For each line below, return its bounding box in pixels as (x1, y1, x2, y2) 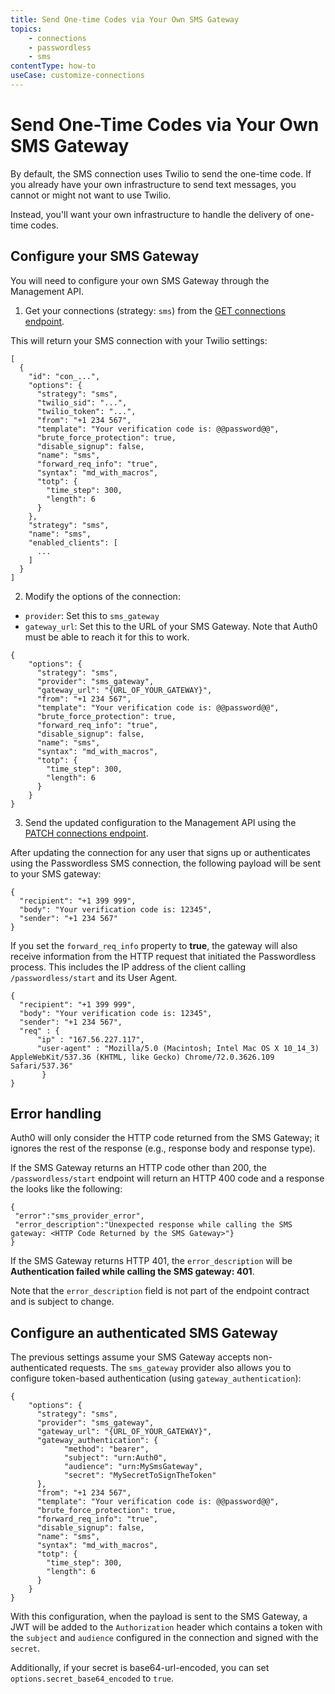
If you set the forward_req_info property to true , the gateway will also (10, 939, 298, 951)
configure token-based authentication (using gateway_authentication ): (10, 1372, 302, 1385)
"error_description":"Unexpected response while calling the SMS (14, 1220, 293, 1230)
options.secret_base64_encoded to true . (10, 1672, 175, 1685)
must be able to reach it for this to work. (24, 631, 190, 643)
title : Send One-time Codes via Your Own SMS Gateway (10, 14, 240, 25)
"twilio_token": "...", (36, 406, 137, 416)
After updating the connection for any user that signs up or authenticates (10, 846, 311, 858)
